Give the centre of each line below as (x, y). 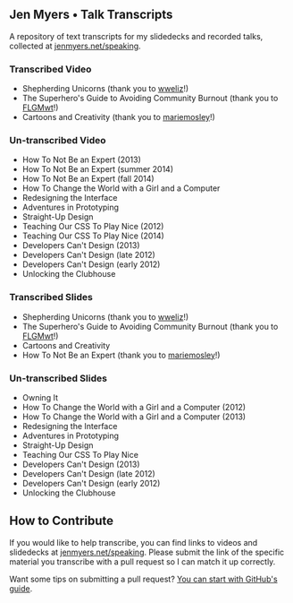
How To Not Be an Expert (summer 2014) (98, 169)
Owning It (40, 397)
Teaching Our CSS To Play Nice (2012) (93, 227)
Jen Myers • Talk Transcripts (91, 15)
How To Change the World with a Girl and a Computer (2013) (134, 417)
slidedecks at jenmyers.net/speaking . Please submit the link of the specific (147, 552)
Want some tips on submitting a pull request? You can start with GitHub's (144, 579)
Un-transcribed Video (58, 141)
